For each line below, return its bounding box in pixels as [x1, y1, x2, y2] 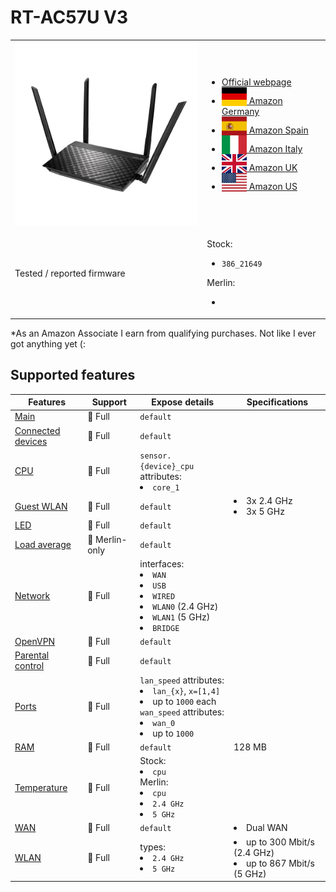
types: [139, 841, 166, 853]
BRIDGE [152, 623, 180, 633]
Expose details [151, 396, 215, 408]
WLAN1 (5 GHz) [152, 611, 211, 623]
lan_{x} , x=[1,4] [152, 684, 221, 696]
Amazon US [248, 180, 298, 192]
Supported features [10, 367, 136, 384]
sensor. [139, 451, 172, 461]
